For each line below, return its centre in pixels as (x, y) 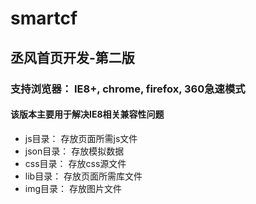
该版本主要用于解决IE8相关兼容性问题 (87, 114)
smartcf (44, 18)
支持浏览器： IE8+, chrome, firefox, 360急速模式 (128, 89)
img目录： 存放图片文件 (73, 188)
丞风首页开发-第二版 (72, 57)
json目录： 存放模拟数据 (74, 151)
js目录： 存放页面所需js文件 (81, 138)
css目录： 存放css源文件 (75, 163)
